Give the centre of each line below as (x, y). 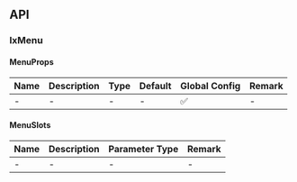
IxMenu (26, 41)
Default (155, 86)
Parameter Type (144, 149)
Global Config (210, 86)
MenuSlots (30, 125)
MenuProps (31, 61)
